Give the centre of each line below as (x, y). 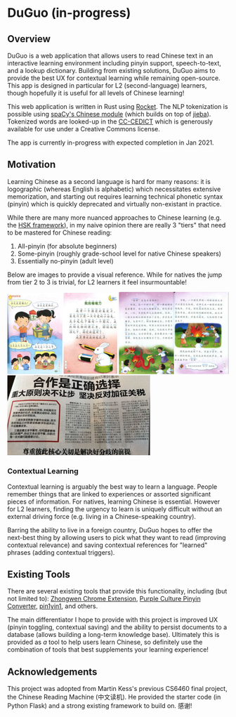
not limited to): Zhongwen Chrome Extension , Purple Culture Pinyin (104, 599)
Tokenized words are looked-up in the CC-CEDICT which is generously (110, 121)
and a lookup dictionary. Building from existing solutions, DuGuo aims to (111, 71)
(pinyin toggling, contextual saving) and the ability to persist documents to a (117, 627)
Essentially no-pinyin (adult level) (65, 261)
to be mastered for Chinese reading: (60, 232)
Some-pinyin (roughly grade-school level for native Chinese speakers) (119, 254)
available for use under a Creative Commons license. (84, 129)
